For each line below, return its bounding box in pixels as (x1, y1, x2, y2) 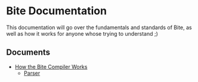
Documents (6, 48, 51, 58)
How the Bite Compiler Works (14, 63, 88, 70)
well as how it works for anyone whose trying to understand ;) (6, 30, 158, 37)
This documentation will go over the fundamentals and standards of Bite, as (6, 24, 192, 31)
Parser (23, 70, 41, 77)
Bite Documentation (6, 4, 107, 18)
